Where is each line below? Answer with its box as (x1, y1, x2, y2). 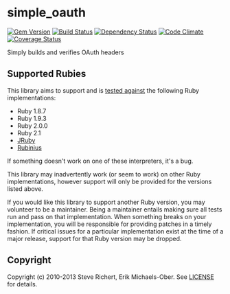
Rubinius (16, 143, 43, 152)
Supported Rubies (7, 68, 87, 80)
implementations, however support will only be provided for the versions (7, 177, 212, 185)
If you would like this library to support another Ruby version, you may (7, 198, 206, 206)
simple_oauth (7, 5, 86, 21)
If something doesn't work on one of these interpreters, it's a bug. (7, 157, 194, 165)
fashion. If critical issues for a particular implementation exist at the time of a (7, 227, 224, 235)
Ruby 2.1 (16, 128, 41, 137)
